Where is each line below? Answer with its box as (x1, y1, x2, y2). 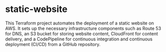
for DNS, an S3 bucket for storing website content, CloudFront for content (5, 30, 158, 36)
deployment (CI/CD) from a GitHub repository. (5, 41, 101, 47)
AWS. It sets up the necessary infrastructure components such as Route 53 (5, 25, 161, 31)
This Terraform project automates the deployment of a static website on (5, 20, 154, 26)
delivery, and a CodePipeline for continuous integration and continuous (5, 36, 153, 42)
